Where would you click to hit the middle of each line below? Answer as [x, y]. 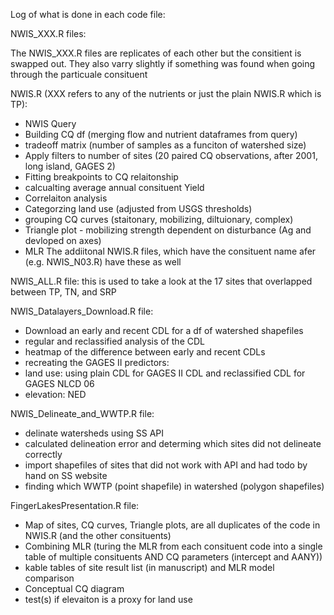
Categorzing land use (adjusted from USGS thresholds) [138, 208]
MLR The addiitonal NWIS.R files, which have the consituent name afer [170, 251]
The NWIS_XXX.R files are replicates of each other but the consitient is [156, 53]
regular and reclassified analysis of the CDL [114, 341]
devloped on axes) [63, 240]
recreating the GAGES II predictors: [97, 362]
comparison [49, 578]
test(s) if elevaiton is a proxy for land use [108, 599]
